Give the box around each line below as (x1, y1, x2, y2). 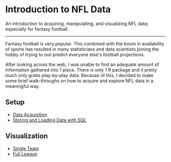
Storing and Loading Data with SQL (12, 117, 87, 123)
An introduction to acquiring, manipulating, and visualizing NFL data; (5, 20, 149, 27)
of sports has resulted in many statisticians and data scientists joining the (5, 46, 159, 52)
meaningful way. (5, 83, 40, 89)
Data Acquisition (12, 111, 47, 118)
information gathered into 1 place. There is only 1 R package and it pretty (5, 66, 157, 73)
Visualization (5, 132, 48, 141)
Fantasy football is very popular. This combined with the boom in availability (5, 40, 164, 47)
